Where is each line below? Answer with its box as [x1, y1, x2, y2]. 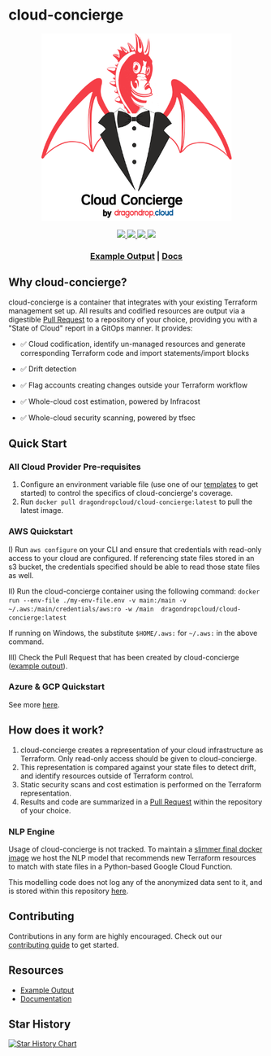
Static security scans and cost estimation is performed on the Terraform [19, 779, 262, 789]
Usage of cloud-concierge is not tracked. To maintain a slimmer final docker [8, 844, 263, 854]
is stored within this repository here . [8, 886, 129, 896]
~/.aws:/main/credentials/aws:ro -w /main [8, 605, 154, 613]
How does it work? [8, 723, 105, 738]
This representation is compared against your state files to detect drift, [19, 762, 256, 772]
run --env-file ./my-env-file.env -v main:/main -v [8, 596, 187, 604]
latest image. [19, 506, 63, 515]
